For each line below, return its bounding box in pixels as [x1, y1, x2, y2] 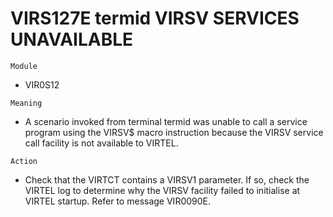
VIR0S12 [24, 78, 60, 91]
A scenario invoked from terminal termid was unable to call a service [24, 115, 308, 127]
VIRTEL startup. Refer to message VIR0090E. [24, 195, 212, 207]
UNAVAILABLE [10, 28, 134, 51]
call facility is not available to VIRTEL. [24, 137, 179, 149]
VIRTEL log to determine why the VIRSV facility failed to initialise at [24, 184, 301, 196]
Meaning [10, 98, 43, 108]
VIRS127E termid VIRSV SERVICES [10, 7, 300, 30]
